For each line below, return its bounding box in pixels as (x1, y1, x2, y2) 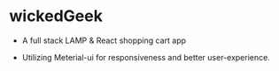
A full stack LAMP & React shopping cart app (21, 35, 187, 46)
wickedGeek (9, 6, 104, 26)
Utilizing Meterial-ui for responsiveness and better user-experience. (21, 52, 270, 62)
